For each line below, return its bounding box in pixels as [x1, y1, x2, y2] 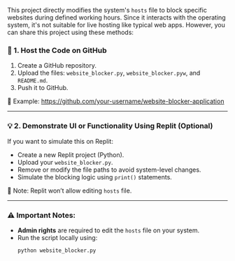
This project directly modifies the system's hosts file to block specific [7, 6, 208, 14]
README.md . [17, 76, 48, 84]
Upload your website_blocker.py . [17, 158, 113, 166]
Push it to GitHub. [17, 84, 69, 92]
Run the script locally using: [17, 233, 98, 241]
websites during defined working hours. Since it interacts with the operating [7, 13, 226, 22]
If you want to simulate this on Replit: [7, 137, 114, 145]
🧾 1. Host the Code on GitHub [7, 45, 107, 55]
